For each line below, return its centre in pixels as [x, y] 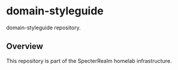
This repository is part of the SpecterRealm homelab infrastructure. [89, 60]
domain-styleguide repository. [43, 28]
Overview [25, 46]
